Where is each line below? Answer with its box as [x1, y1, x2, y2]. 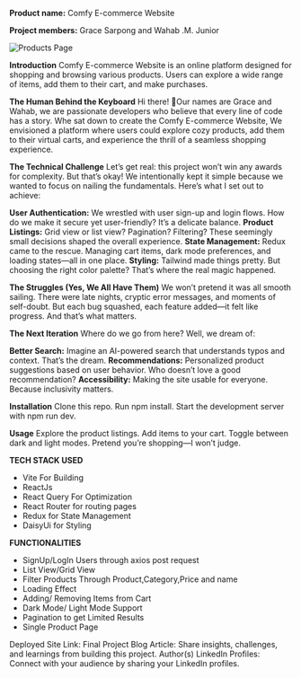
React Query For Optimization [22, 491, 133, 502]
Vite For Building [22, 472, 84, 483]
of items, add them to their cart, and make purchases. [9, 79, 208, 89]
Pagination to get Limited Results [22, 612, 145, 622]
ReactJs [22, 482, 53, 492]
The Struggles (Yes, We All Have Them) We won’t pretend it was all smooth [9, 282, 292, 293]
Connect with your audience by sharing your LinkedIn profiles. [9, 658, 240, 668]
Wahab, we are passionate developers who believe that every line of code [9, 106, 283, 116]
